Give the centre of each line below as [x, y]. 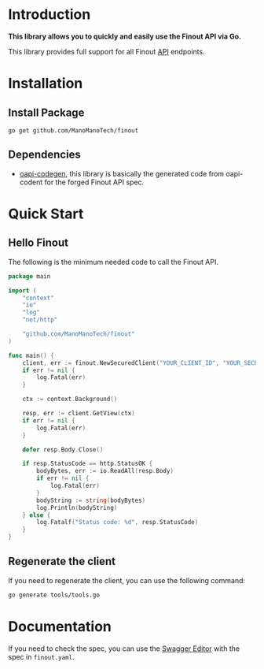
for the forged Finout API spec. [94, 182]
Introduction [49, 15]
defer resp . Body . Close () [63, 450]
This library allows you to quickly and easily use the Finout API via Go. [125, 36]
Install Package [46, 112]
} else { [37, 515]
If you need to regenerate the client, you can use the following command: [127, 580]
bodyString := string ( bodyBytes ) [91, 500]
